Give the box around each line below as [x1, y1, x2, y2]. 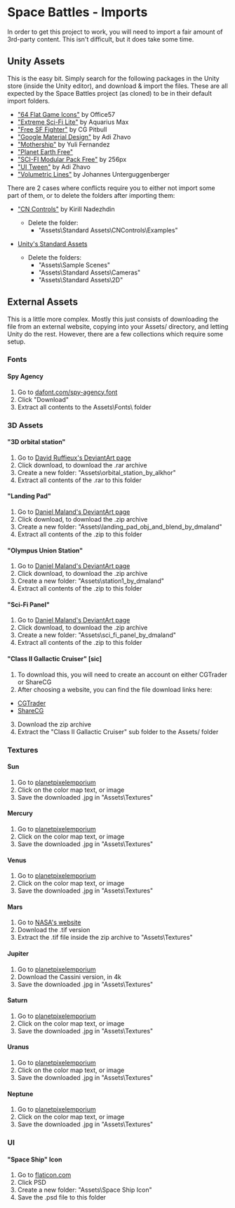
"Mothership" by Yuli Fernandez [17, 140, 110, 149]
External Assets [7, 296, 79, 308]
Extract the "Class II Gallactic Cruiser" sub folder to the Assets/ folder [17, 727, 219, 736]
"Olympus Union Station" [7, 546, 83, 555]
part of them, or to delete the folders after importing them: [7, 191, 175, 199]
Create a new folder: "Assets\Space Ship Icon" [17, 1185, 152, 1194]
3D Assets [7, 420, 43, 430]
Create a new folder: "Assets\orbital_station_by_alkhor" [17, 468, 177, 477]
